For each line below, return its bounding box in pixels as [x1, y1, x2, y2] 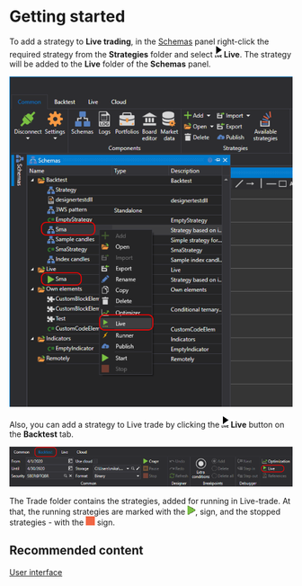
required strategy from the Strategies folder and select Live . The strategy [9, 49, 292, 59]
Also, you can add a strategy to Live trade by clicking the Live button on [9, 419, 285, 430]
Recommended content [9, 543, 144, 558]
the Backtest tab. [9, 429, 75, 439]
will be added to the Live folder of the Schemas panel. [9, 58, 211, 69]
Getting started [9, 6, 126, 27]
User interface [9, 566, 63, 577]
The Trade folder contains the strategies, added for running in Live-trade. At [9, 495, 291, 506]
